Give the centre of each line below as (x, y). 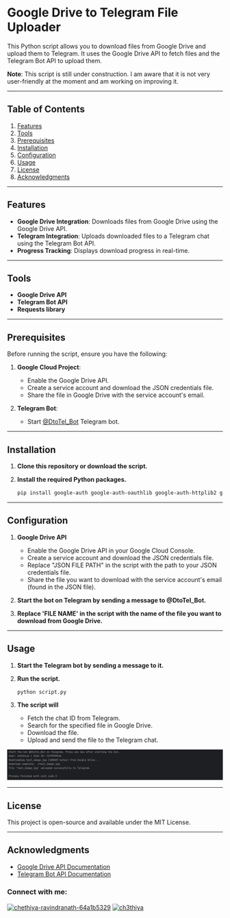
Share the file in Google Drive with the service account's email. (116, 395)
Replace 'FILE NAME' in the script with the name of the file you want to (119, 613)
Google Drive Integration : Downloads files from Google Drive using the (117, 221)
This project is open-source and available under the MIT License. (99, 822)
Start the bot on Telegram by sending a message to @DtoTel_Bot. (112, 600)
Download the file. (53, 733)
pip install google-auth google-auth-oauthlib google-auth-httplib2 (117, 493)
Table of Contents (46, 109)
